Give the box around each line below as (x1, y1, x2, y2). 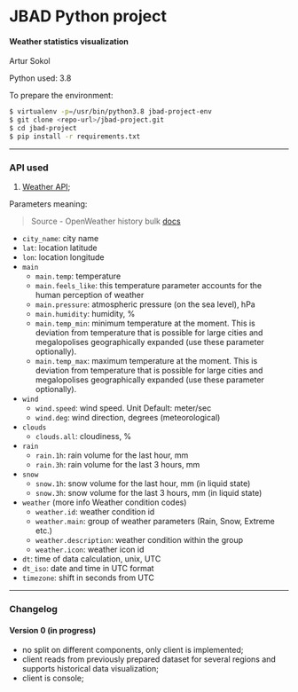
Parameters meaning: (9, 199, 88, 209)
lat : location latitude (21, 242, 98, 254)
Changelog (9, 603, 58, 616)
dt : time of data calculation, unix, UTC (21, 554, 161, 564)
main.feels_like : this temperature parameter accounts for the (35, 280, 263, 291)
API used (9, 161, 49, 174)
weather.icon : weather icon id (35, 544, 145, 555)
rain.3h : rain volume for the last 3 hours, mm (35, 460, 200, 470)
